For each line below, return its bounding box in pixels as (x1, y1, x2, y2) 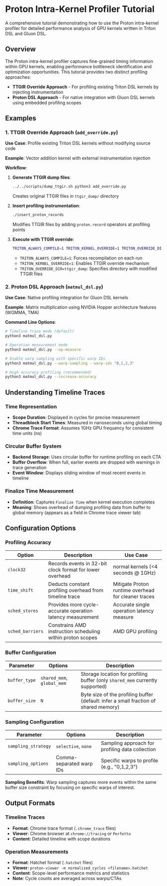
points (12, 227, 26, 233)
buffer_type (7, 677, 36, 683)
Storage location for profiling (81, 670, 148, 677)
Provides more (48, 601, 83, 608)
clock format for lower (48, 566, 100, 573)
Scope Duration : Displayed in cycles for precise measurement (12, 414, 140, 420)
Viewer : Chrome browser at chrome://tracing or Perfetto (12, 830, 131, 836)
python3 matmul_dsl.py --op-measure (5, 347, 81, 352)
